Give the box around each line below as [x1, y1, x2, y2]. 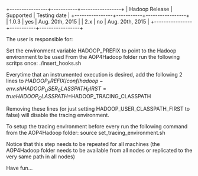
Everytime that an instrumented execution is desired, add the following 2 [6, 71, 183, 78]
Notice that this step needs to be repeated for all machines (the [6, 141, 160, 148]
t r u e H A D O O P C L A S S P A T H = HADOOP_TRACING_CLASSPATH [6, 92, 151, 101]
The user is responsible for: [6, 36, 73, 42]
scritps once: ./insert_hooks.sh [6, 59, 82, 67]
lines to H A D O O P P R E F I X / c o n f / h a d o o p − [6, 77, 103, 85]
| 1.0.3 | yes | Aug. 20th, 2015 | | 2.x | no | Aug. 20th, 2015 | [6, 18, 150, 25]
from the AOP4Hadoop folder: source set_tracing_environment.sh [6, 129, 165, 137]
